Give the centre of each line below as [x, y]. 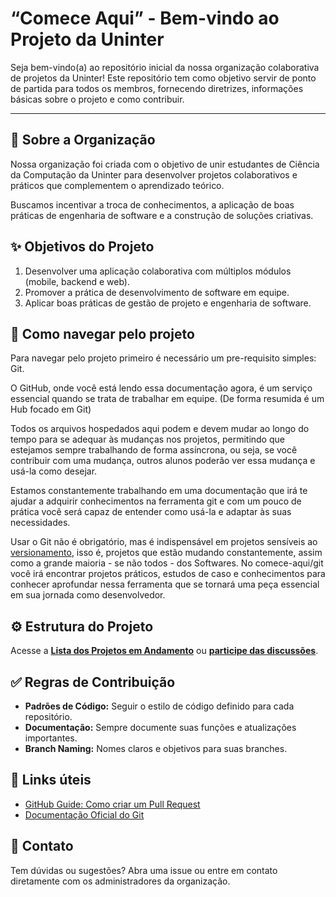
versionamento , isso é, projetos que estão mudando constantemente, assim [166, 553]
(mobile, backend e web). [77, 281]
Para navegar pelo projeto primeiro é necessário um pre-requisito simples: [163, 358]
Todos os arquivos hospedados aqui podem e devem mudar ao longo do [160, 429]
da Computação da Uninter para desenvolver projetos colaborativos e [154, 174]
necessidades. [40, 523]
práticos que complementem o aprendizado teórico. [117, 185]
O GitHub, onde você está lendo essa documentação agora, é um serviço [161, 388]
